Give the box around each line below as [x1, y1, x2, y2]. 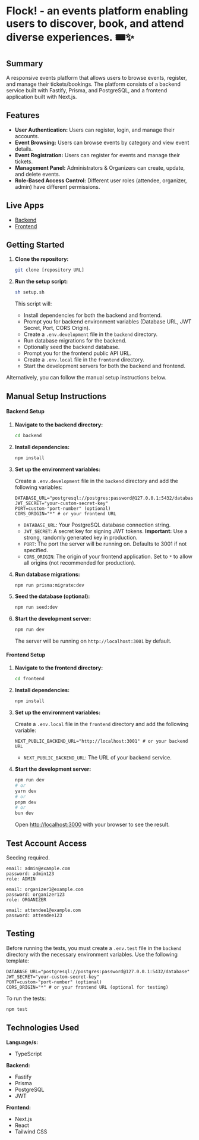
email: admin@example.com [6, 865, 70, 872]
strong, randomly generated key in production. [23, 534, 138, 541]
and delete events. [14, 170, 61, 177]
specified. [23, 546, 49, 553]
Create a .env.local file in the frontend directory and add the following [14, 721, 189, 728]
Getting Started [6, 240, 65, 250]
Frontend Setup [6, 651, 46, 658]
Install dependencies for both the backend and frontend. [23, 312, 162, 319]
